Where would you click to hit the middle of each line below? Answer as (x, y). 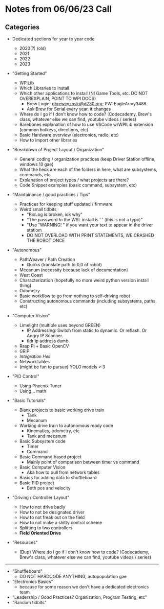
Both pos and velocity (49, 488)
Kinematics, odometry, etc (53, 431)
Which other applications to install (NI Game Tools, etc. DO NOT (83, 93)
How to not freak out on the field (52, 517)
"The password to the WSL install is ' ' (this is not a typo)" (85, 220)
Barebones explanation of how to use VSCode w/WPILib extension (86, 124)
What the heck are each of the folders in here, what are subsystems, (88, 169)
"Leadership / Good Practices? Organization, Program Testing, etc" (80, 597)
